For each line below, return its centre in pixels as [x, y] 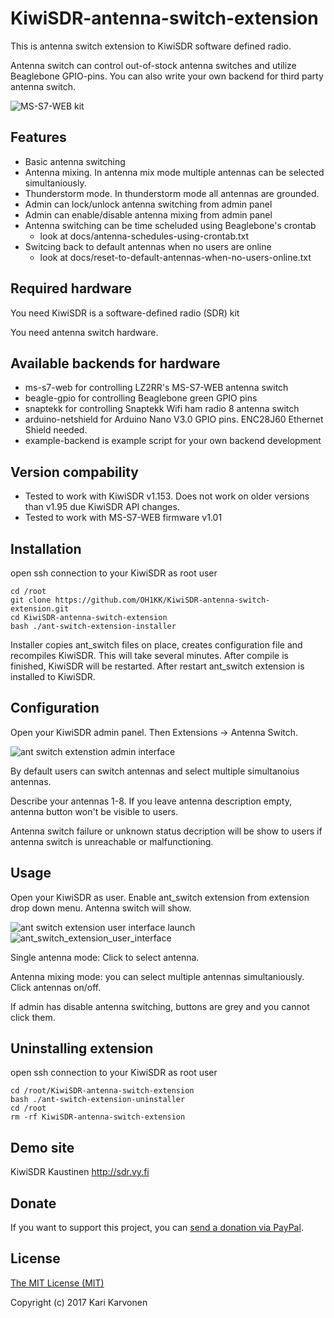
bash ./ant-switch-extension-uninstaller [98, 1100]
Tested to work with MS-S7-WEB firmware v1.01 [123, 518]
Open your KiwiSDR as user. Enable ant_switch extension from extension [160, 897]
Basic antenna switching [75, 161]
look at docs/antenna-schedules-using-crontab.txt [144, 236]
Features [38, 137]
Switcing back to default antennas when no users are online [148, 246]
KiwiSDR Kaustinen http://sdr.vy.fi [80, 1172]
